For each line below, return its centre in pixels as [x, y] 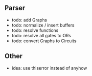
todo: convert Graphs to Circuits [44, 41]
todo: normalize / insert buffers [43, 25]
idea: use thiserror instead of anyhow [49, 68]
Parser [15, 8]
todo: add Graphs [29, 20]
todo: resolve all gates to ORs [41, 35]
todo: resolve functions [35, 30]
